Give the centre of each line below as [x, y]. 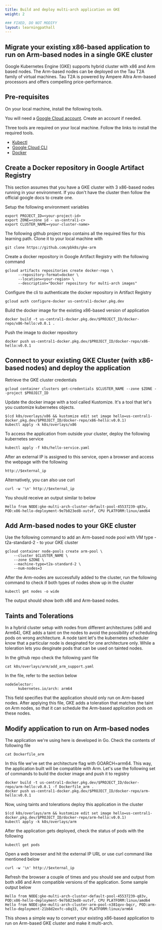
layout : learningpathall [30, 27]
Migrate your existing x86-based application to [78, 47]
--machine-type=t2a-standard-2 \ [47, 564]
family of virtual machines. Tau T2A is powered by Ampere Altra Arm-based [81, 77]
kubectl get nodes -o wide [32, 592]
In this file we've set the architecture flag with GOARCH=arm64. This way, [79, 763]
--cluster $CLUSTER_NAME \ [41, 556]
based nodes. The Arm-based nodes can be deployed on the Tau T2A [75, 71]
